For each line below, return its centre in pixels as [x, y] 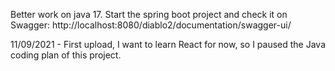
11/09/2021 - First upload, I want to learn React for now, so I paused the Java [168, 44]
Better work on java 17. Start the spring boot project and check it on [149, 14]
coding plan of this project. [66, 55]
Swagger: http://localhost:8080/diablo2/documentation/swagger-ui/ [151, 25]
